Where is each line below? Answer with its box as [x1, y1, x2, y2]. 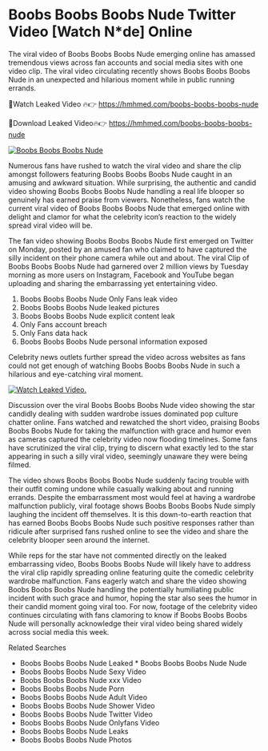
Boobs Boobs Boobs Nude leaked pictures [19, 302, 160, 312]
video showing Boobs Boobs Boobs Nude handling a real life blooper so [8, 186, 245, 196]
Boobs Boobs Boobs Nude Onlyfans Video [19, 717, 160, 727]
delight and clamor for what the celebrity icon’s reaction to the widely [8, 212, 237, 221]
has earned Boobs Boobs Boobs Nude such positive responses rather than [8, 518, 254, 527]
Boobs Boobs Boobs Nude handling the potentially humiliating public [8, 584, 234, 594]
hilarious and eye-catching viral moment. [8, 369, 144, 378]
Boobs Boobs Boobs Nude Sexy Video [19, 667, 146, 676]
